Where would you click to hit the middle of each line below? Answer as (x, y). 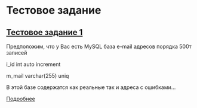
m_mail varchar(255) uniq (38, 76)
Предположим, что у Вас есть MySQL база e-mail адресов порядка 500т (99, 46)
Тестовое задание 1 (44, 32)
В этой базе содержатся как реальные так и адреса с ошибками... (91, 87)
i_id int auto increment (33, 64)
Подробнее (21, 99)
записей (17, 53)
